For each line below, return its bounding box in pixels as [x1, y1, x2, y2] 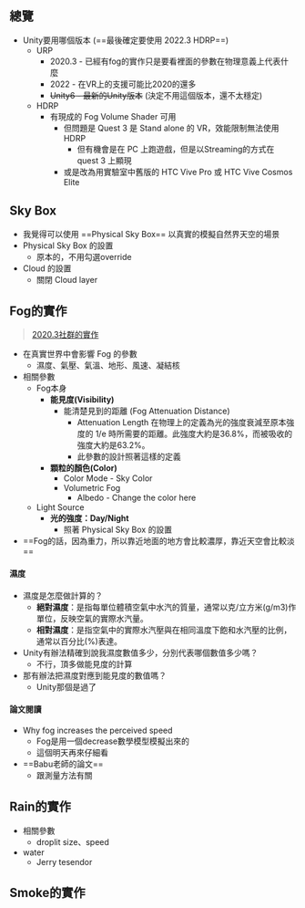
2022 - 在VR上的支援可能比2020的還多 [49, 78, 197, 89]
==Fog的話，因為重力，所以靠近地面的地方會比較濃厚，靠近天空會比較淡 [22, 536, 296, 547]
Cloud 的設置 [22, 263, 72, 274]
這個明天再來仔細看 [36, 746, 109, 757]
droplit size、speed [36, 836, 109, 847]
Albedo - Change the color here [76, 492, 197, 504]
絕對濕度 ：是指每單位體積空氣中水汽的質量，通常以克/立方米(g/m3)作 [36, 601, 297, 612]
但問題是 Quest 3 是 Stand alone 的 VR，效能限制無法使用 [63, 122, 280, 133]
